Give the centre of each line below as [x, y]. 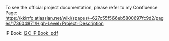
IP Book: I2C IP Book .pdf [32, 33]
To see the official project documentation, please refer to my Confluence [81, 7]
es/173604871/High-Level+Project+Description [54, 23]
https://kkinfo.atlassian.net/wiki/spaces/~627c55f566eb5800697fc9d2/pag [84, 18]
